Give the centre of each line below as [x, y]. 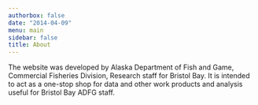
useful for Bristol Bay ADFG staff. [62, 92]
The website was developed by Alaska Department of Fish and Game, [121, 67]
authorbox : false [37, 15]
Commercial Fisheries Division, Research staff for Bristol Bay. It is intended [129, 76]
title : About [29, 45]
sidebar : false [33, 37]
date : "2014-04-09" [40, 23]
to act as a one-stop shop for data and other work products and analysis [125, 84]
